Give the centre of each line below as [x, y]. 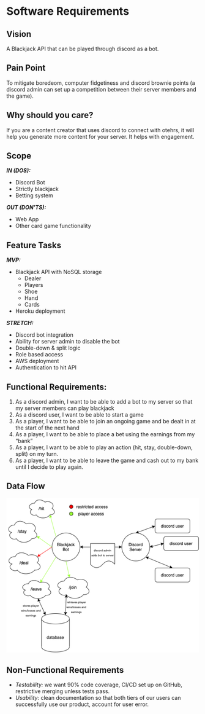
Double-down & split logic [48, 348]
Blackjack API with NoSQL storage [58, 272]
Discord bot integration [44, 335]
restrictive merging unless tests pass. [62, 691]
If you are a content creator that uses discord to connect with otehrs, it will [100, 130]
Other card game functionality [53, 226]
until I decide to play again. [49, 467]
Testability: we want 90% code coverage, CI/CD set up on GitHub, [99, 685]
